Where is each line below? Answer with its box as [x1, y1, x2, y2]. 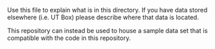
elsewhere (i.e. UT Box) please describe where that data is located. [7, 13, 199, 21]
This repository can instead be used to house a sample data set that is [7, 27, 208, 35]
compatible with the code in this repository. [7, 34, 131, 42]
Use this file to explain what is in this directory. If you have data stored [7, 6, 208, 14]
